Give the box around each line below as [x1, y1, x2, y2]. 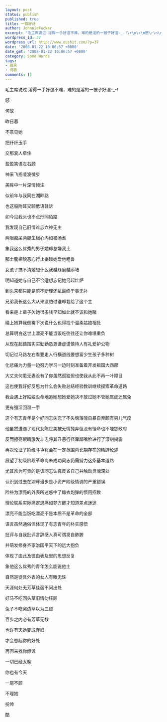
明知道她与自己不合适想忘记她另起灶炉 [5, 277, 83, 283]
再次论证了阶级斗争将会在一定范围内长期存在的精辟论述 [5, 447, 118, 453]
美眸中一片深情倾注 [5, 181, 45, 187]
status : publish [5, 12, 39, 17]
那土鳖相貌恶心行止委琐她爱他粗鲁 [5, 256, 75, 262]
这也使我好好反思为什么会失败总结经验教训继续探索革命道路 [5, 383, 127, 389]
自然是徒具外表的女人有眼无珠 [5, 574, 66, 580]
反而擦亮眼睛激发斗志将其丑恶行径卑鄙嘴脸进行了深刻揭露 [5, 436, 123, 442]
